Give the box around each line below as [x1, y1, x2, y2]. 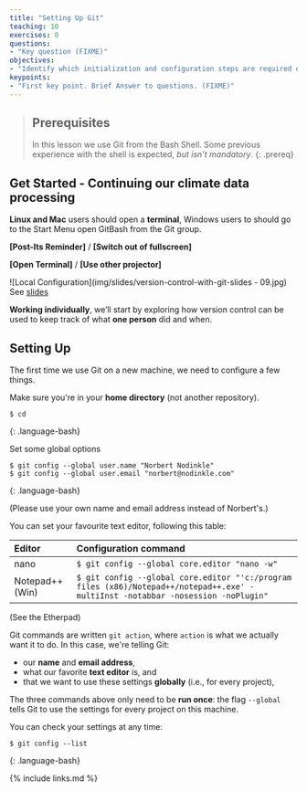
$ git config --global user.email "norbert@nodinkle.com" [9, 469, 235, 479]
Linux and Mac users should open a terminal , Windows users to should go [9, 214, 291, 225]
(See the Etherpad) [9, 612, 81, 623]
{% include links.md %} [9, 773, 99, 784]
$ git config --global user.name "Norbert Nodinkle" [9, 461, 215, 470]
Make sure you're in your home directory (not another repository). [9, 392, 259, 403]
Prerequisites [31, 115, 111, 131]
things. [9, 374, 36, 385]
